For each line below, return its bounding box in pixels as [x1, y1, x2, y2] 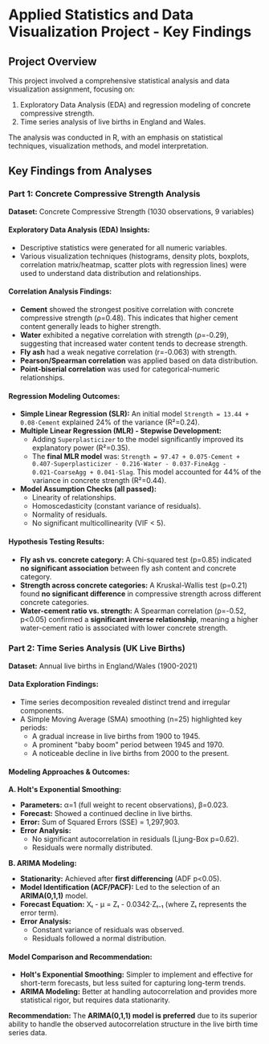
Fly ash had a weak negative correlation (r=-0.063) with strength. [19, 347, 238, 357]
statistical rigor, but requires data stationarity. [19, 995, 171, 1005]
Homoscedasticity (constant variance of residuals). [31, 502, 202, 511]
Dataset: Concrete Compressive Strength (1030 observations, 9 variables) [8, 206, 255, 216]
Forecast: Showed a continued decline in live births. [19, 809, 193, 819]
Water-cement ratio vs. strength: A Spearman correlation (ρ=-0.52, [19, 606, 247, 615]
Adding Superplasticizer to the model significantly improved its [31, 435, 244, 445]
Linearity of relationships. [31, 493, 116, 502]
